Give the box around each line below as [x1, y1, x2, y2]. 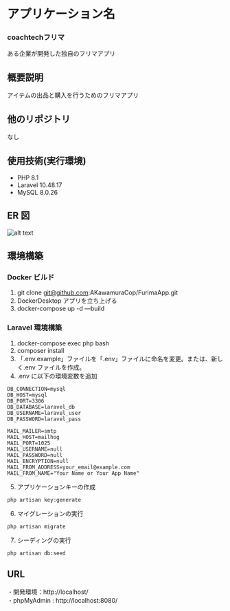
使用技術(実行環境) [7, 155, 87, 167]
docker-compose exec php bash [16, 339, 110, 347]
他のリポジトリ [7, 113, 71, 125]
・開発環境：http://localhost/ [7, 588, 89, 596]
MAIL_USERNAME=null [7, 445, 63, 453]
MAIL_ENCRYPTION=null [7, 458, 69, 464]
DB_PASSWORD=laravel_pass [7, 416, 81, 422]
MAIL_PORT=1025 [7, 440, 51, 447]
